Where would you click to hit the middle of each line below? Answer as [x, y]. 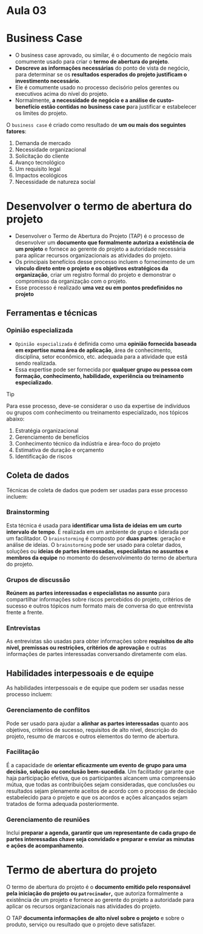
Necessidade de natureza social [55, 182]
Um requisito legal [38, 169]
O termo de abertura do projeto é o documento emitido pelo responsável [98, 887]
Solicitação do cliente [42, 156]
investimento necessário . [48, 81]
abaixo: [15, 419]
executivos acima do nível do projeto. [62, 94]
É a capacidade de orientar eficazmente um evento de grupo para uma [96, 765]
